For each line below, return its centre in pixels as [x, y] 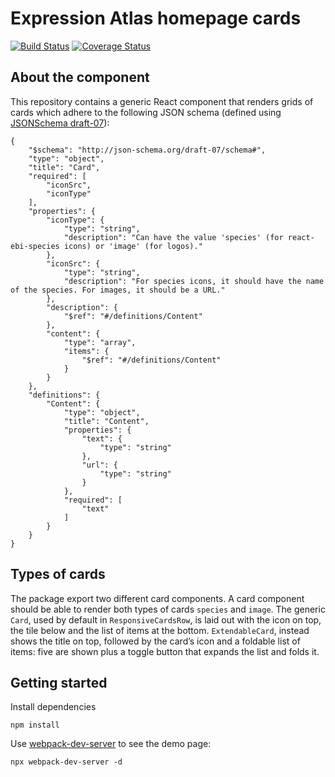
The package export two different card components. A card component [157, 598]
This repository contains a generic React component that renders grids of [162, 101]
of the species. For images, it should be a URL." [118, 290]
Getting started [59, 682]
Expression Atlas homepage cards [156, 18]
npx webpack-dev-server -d [66, 762]
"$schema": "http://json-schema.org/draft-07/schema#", [147, 150]
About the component [80, 77]
